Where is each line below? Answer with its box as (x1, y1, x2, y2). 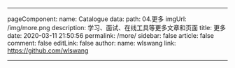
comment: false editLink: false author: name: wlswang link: (7, 39, 176, 47)
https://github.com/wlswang (7, 46, 89, 55)
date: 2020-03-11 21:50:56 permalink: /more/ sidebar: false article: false (7, 32, 215, 39)
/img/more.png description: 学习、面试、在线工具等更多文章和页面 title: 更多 (7, 24, 226, 32)
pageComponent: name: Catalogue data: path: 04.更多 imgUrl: (7, 15, 187, 23)
